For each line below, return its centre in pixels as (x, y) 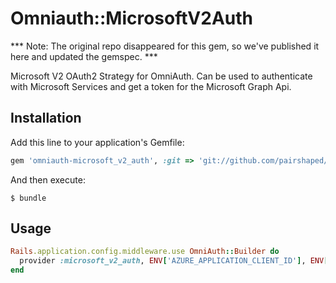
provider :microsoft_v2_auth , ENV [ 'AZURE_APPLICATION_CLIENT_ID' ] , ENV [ (174, 261)
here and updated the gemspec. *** (84, 56)
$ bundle (28, 198)
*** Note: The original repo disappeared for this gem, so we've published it (165, 46)
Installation (46, 118)
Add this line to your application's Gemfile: (97, 142)
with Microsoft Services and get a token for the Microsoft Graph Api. (151, 86)
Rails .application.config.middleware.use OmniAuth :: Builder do (145, 252)
